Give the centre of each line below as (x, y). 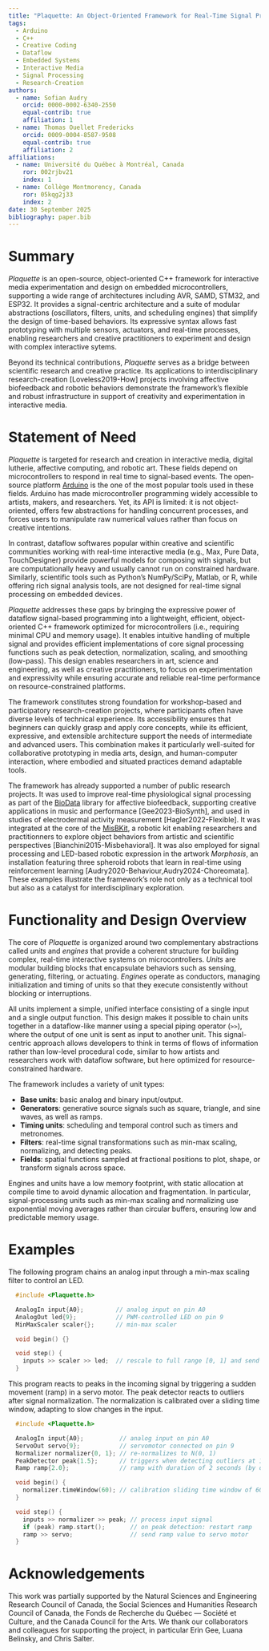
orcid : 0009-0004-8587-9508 (69, 135)
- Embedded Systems (48, 61)
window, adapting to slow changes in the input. (86, 1409)
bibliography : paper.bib (50, 217)
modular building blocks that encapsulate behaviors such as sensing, (122, 968)
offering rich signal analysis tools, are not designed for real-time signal (125, 586)
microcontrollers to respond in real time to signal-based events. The (120, 477)
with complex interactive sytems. (63, 347)
